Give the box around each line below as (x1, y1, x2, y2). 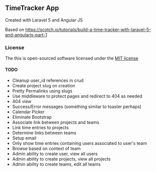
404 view (12, 99, 32, 104)
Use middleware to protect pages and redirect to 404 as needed (12, 93, 143, 99)
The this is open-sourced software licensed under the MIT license (5, 55, 138, 61)
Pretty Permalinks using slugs (12, 88, 73, 94)
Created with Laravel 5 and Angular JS (5, 17, 83, 23)
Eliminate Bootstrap (12, 114, 52, 120)
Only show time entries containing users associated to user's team (12, 140, 147, 146)
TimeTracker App (5, 4, 59, 12)
